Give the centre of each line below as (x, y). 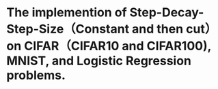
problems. (36, 75)
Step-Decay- (167, 13)
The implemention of (67, 13)
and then (158, 29)
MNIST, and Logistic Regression (99, 61)
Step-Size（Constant (68, 29)
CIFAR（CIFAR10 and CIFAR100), (118, 46)
